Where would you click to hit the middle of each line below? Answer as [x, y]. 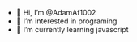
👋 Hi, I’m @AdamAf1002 [56, 13]
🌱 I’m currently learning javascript [72, 29]
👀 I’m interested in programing [66, 21]
